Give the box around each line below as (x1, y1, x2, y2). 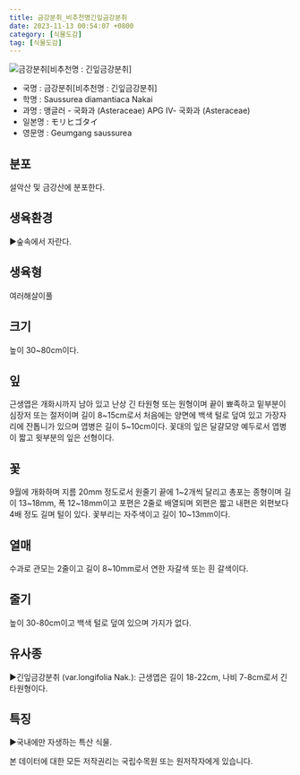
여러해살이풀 (9, 290, 54, 301)
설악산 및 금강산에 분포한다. (9, 182, 106, 193)
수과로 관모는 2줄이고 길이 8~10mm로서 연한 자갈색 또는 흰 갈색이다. (9, 563, 249, 573)
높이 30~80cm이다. (9, 344, 79, 355)
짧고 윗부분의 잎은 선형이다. (18, 432, 115, 443)
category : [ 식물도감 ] (9, 30, 82, 39)
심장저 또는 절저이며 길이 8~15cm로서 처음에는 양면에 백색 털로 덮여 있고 (9, 409, 263, 421)
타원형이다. (9, 683, 48, 693)
